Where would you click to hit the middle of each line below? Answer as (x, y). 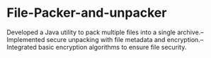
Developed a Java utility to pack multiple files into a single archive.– (105, 32)
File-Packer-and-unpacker (87, 13)
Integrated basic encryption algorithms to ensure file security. (97, 47)
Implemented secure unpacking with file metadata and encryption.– (105, 39)
